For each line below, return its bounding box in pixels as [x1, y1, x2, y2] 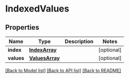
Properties [5, 23, 39, 32]
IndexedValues [5, 3, 69, 15]
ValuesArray [29, 55, 60, 61]
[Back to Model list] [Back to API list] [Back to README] [5, 67, 121, 73]
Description [65, 38, 94, 45]
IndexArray [29, 46, 57, 53]
